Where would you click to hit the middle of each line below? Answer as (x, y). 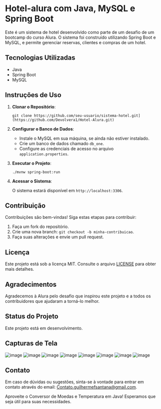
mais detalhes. (20, 269)
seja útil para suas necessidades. (38, 402)
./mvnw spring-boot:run (36, 172)
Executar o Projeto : (32, 163)
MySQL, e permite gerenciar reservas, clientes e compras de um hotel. (76, 42)
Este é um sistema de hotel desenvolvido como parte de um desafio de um (80, 32)
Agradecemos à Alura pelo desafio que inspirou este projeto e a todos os (78, 296)
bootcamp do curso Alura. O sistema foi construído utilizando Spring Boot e (80, 37)
